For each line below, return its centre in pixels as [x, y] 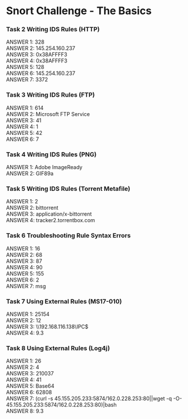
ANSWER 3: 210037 [30, 374]
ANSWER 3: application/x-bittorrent [49, 214]
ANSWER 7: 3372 [27, 80]
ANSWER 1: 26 [24, 361]
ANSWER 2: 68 [24, 255]
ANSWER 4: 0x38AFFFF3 [37, 61]
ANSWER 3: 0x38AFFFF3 [37, 55]
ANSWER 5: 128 [25, 67]
